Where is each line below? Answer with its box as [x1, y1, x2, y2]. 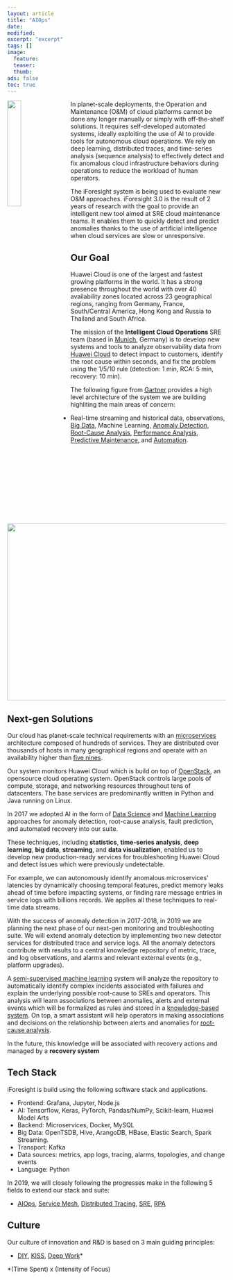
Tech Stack [7, 1067, 57, 1079]
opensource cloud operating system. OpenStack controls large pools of [7, 775, 212, 783]
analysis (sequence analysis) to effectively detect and [70, 152, 225, 160]
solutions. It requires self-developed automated [70, 122, 206, 130]
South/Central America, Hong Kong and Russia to [70, 307, 212, 316]
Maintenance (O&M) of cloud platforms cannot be [70, 108, 213, 116]
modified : [7, 29, 36, 37]
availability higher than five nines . [7, 754, 103, 762]
